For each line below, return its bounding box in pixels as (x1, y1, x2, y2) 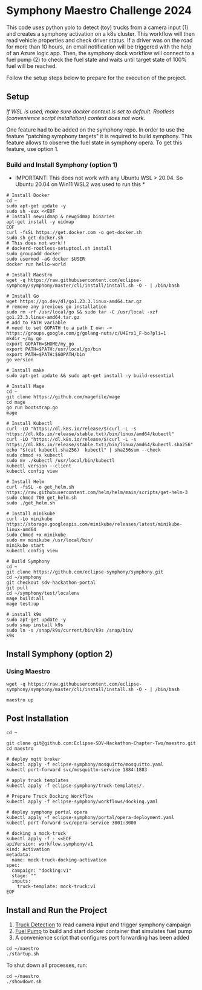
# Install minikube (6, 510, 56, 517)
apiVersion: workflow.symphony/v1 (6, 841, 94, 847)
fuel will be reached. (6, 62, 57, 70)
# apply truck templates (6, 777, 69, 783)
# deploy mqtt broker (6, 756, 61, 762)
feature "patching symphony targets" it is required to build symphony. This (6, 132, 192, 139)
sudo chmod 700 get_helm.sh (6, 495, 77, 501)
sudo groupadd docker (6, 251, 61, 257)
